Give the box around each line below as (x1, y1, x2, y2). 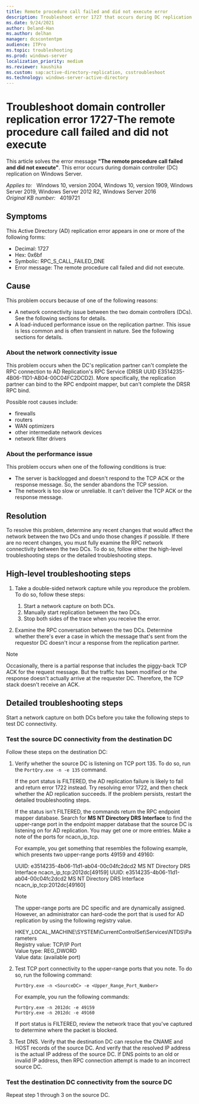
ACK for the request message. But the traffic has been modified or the (6, 668, 177, 676)
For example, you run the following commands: (14, 993, 130, 1000)
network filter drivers (14, 435, 66, 442)
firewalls (14, 409, 36, 417)
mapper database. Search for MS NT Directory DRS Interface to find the (14, 814, 192, 821)
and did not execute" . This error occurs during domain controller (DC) (6, 164, 178, 171)
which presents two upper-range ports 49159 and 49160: (14, 851, 155, 858)
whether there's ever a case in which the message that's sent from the (14, 632, 188, 640)
